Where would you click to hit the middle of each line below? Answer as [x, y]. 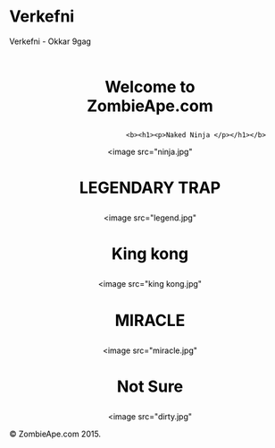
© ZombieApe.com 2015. [55, 434]
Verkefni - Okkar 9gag [50, 41]
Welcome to [150, 86]
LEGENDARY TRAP [150, 188]
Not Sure [150, 386]
